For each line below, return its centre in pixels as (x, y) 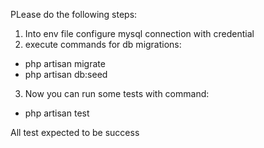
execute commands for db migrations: (103, 44)
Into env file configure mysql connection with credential (139, 33)
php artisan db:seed (66, 74)
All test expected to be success (75, 132)
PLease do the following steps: (74, 14)
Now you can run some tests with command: (117, 93)
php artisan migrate (65, 63)
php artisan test (57, 113)
